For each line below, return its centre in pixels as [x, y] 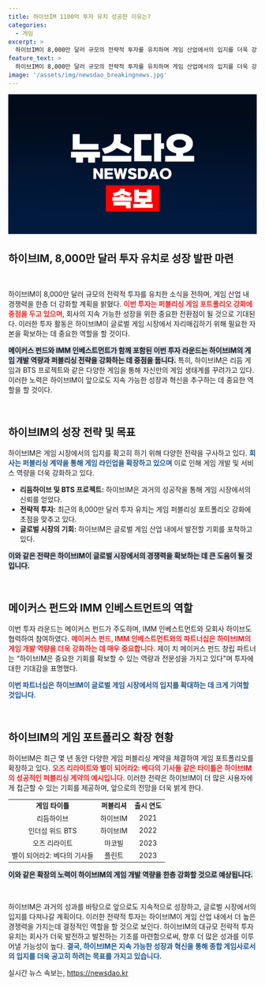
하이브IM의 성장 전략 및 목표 [72, 432]
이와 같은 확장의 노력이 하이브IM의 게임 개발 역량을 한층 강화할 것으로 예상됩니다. [131, 874]
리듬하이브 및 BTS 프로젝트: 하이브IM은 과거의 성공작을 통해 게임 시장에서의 [135, 489]
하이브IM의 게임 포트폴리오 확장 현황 [91, 737]
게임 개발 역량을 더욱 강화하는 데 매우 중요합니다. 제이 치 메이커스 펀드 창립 [121, 649]
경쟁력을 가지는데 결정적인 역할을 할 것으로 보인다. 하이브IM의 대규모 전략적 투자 [131, 926]
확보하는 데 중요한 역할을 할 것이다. [76, 334]
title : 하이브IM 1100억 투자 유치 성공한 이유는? [80, 17]
